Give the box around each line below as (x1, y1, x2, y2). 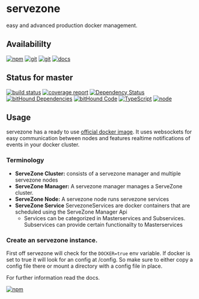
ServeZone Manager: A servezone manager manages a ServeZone (14, 182, 183, 190)
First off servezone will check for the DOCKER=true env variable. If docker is (6, 249, 191, 257)
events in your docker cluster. (6, 141, 80, 149)
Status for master (6, 73, 73, 83)
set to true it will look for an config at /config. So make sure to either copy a (6, 256, 194, 263)
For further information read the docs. (6, 274, 100, 281)
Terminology (6, 156, 44, 164)
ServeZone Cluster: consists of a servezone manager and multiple (14, 170, 182, 177)
